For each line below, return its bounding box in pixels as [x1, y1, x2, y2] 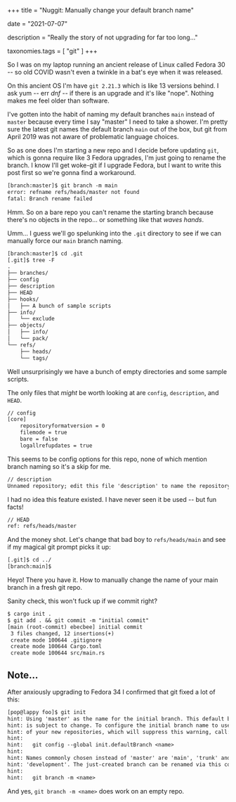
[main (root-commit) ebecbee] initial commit [7, 623, 143, 630]
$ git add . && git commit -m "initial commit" [7, 616, 150, 624]
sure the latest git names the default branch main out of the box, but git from [7, 125, 228, 133]
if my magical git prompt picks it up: [7, 543, 111, 551]
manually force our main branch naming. [7, 236, 123, 245]
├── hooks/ [7, 295, 39, 303]
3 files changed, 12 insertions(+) [10, 630, 114, 637]
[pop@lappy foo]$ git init [7, 709, 86, 716]
